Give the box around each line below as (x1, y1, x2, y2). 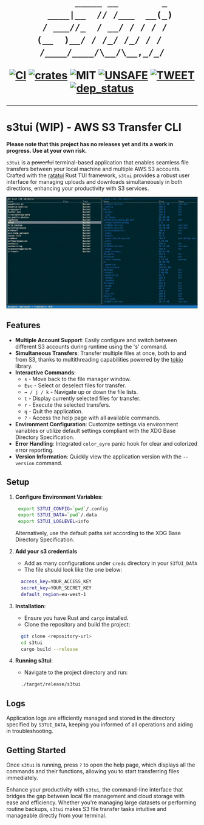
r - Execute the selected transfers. (24, 401, 110, 409)
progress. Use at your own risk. (6, 147, 87, 155)
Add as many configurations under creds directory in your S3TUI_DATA (24, 560, 197, 567)
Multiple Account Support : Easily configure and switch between (15, 336, 177, 343)
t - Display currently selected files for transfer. (24, 395, 141, 402)
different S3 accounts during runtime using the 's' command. (15, 343, 168, 350)
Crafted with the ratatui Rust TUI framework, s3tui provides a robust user (6, 172, 190, 179)
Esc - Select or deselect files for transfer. (24, 382, 126, 389)
